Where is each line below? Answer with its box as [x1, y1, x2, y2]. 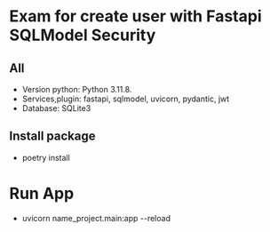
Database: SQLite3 [21, 103, 91, 113]
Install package [9, 129, 96, 144]
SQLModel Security [9, 25, 156, 45]
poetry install [21, 152, 71, 163]
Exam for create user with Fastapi [9, 6, 262, 27]
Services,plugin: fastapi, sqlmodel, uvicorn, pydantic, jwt [21, 93, 230, 104]
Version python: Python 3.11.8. [21, 84, 132, 94]
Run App [9, 184, 75, 204]
